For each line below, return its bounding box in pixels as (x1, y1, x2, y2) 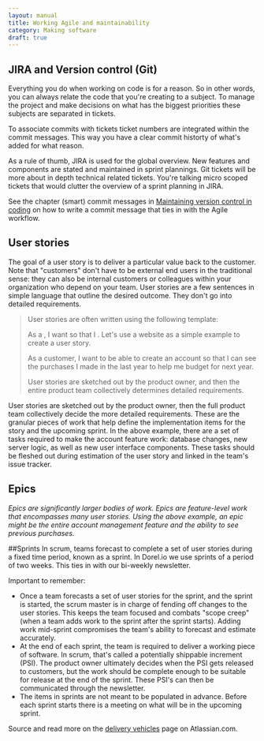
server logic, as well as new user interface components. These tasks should (8, 443, 255, 452)
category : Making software (8, 26, 97, 34)
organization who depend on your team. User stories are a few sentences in (8, 282, 255, 292)
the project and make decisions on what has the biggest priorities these (8, 100, 241, 110)
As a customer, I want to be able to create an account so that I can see (27, 353, 257, 363)
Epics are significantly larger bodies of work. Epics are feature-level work (8, 503, 248, 513)
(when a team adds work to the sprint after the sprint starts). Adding (19, 616, 242, 626)
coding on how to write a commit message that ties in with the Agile (8, 205, 229, 215)
